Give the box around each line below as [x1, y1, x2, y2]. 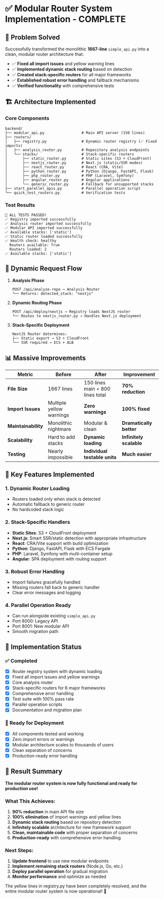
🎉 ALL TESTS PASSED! [5, 212, 47, 218]
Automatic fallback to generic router [12, 501, 85, 507]
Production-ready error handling [12, 753, 78, 759]
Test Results [5, 202, 35, 208]
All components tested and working [12, 731, 84, 737]
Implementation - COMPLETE [5, 14, 126, 25]
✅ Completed [5, 657, 38, 664]
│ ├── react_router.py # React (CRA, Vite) [5, 164, 123, 169]
